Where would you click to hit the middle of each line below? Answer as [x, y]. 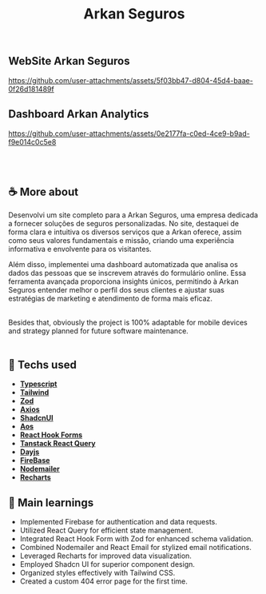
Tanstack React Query [58, 444]
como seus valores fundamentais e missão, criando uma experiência [121, 241]
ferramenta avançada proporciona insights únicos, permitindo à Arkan [124, 281]
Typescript [38, 384]
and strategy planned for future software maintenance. [99, 331]
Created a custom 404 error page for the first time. [103, 581]
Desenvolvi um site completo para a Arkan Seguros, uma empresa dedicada [133, 215]
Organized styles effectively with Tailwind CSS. [97, 573]
